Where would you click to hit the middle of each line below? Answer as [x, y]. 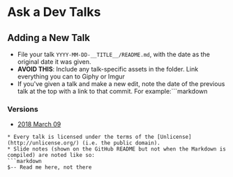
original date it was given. [54, 62]
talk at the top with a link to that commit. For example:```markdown [112, 91]
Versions [23, 109]
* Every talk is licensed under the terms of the [81, 137]
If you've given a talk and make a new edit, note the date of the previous [121, 84]
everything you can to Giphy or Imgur [71, 76]
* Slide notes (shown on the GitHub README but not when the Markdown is [117, 149]
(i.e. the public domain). [121, 143]
